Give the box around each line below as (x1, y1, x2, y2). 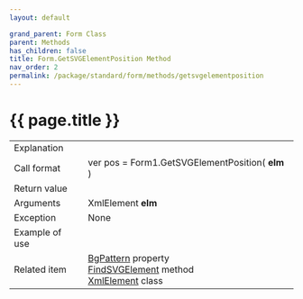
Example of (14, 226, 62, 239)
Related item (14, 263, 68, 276)
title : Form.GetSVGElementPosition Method (9, 55, 171, 64)
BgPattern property (87, 251, 170, 264)
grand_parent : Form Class (9, 29, 106, 39)
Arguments (14, 196, 61, 209)
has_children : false (9, 46, 87, 55)
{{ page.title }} (9, 110, 121, 131)
